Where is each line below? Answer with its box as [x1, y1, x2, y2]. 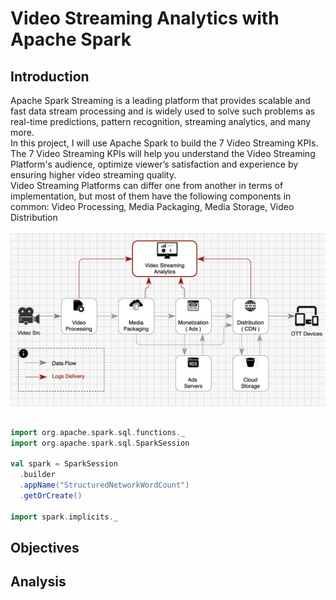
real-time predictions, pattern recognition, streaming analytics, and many [10, 116, 312, 127]
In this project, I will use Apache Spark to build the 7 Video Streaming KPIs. [10, 137, 319, 149]
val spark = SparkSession [10, 459, 118, 469]
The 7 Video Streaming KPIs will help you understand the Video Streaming [10, 148, 316, 159]
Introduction [10, 68, 90, 85]
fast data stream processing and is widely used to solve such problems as [10, 105, 316, 117]
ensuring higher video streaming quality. [10, 169, 177, 181]
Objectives [10, 539, 80, 556]
